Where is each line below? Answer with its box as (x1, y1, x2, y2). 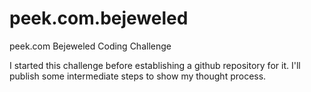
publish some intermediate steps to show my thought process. (9, 70, 267, 82)
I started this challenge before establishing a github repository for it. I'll (9, 59, 301, 71)
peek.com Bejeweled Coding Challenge (9, 40, 172, 52)
